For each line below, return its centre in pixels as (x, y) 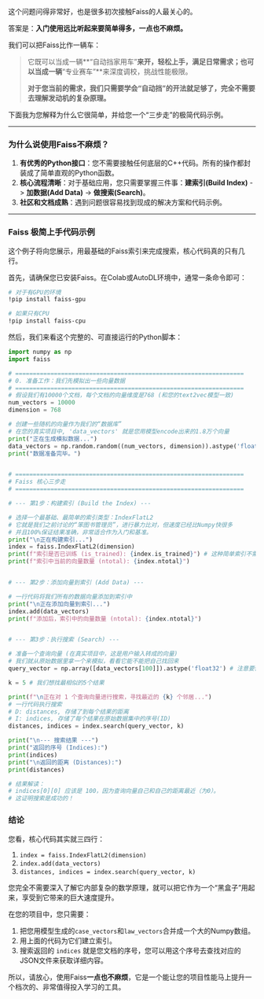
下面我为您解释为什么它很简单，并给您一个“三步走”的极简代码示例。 (118, 115)
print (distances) (37, 769)
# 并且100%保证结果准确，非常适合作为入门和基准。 (80, 532)
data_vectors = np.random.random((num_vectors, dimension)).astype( (123, 446)
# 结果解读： (26, 784)
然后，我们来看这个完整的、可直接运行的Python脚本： (95, 337)
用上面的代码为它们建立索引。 (68, 940)
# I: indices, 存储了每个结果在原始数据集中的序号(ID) (90, 719)
